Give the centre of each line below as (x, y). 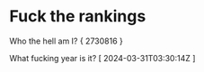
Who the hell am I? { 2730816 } (66, 41)
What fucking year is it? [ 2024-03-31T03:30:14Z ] (102, 58)
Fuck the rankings (78, 16)
